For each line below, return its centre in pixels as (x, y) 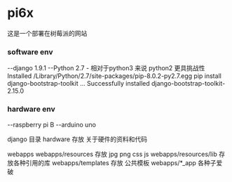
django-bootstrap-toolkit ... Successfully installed (79, 84)
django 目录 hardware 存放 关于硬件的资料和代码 (77, 139)
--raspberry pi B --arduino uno (52, 124)
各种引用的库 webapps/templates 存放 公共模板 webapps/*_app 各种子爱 (118, 162)
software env (30, 52)
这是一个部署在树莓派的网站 (47, 33)
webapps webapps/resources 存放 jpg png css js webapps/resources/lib (112, 154)
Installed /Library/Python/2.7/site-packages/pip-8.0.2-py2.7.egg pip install (115, 76)
